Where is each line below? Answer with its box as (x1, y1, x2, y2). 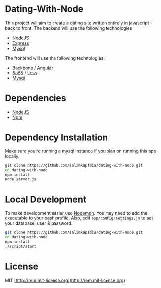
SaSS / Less (12, 70, 37, 75)
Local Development (5, 194, 87, 205)
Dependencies (5, 93, 66, 104)
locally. (5, 153, 20, 159)
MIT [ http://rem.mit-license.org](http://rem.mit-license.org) (5, 277, 125, 283)
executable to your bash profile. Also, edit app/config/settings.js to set (5, 215, 153, 221)
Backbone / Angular (12, 65, 54, 71)
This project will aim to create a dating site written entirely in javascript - (5, 20, 153, 26)
